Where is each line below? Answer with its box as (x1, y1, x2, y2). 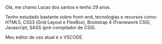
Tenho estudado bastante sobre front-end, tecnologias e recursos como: (5, 14, 157, 19)
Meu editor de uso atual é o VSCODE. (5, 34, 84, 40)
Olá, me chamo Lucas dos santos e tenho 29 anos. (5, 4, 111, 10)
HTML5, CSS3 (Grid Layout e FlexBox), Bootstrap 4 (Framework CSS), (5, 19, 151, 25)
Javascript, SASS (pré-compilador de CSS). (5, 24, 96, 30)
